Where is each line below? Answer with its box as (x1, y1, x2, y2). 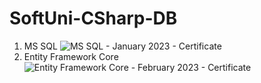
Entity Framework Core (23, 50, 119, 62)
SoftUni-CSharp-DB (9, 7, 178, 30)
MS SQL (23, 40, 58, 52)
